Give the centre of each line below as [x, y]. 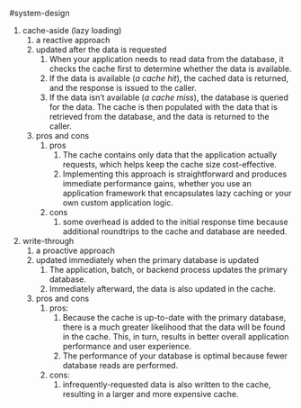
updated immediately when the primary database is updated [147, 260]
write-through [48, 241]
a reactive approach [73, 40]
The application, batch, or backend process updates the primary [168, 270]
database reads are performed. [120, 365]
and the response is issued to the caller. [123, 88]
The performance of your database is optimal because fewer [175, 356]
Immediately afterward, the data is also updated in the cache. [162, 289]
